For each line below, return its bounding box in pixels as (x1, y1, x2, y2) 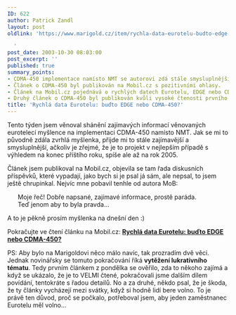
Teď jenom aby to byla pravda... (17, 200, 110, 208)
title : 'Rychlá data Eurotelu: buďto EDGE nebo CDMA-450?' (7, 101, 184, 109)
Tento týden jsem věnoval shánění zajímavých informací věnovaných (7, 121, 206, 129)
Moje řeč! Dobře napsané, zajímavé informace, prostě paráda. (17, 193, 197, 201)
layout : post (7, 23, 46, 30)
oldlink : (7, 30, 33, 37)
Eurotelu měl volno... (7, 301, 67, 309)
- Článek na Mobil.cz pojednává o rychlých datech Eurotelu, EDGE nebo (7, 89, 221, 96)
